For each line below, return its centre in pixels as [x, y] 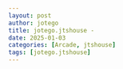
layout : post [30, 15]
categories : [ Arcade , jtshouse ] [62, 45]
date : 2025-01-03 [37, 38]
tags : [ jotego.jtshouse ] [50, 52]
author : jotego [34, 23]
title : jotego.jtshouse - [51, 30]
